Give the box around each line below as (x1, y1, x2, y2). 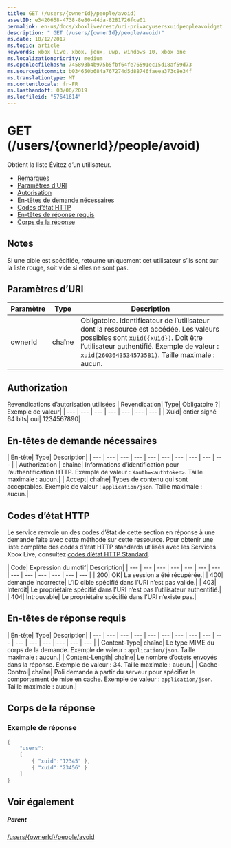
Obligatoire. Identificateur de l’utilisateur (80, 315, 210, 325)
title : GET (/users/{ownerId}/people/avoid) (7, 10, 137, 17)
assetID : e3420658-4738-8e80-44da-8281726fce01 (7, 17, 146, 23)
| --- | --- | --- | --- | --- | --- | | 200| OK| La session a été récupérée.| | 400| (7, 571, 223, 579)
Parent (7, 815, 27, 824)
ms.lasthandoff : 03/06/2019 (7, 87, 88, 94)
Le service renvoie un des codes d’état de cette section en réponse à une (7, 528, 215, 536)
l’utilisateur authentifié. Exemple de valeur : (80, 341, 219, 351)
